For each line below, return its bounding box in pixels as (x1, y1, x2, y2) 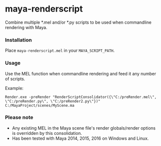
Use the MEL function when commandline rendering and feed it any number (5, 71, 156, 76)
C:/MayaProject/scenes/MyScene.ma (5, 103, 75, 108)
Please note (5, 114, 34, 121)
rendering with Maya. (5, 24, 47, 30)
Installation (5, 36, 32, 43)
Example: (5, 85, 24, 91)
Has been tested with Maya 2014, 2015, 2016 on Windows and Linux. (12, 135, 149, 141)
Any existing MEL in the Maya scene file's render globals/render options (12, 125, 156, 131)
